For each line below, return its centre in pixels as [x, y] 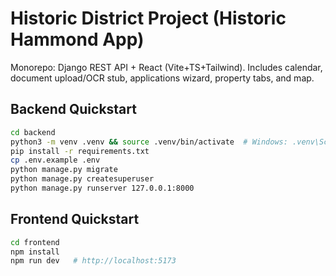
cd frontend [35, 242]
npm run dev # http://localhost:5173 [93, 261]
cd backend [33, 132]
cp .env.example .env [55, 160]
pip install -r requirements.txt [80, 151]
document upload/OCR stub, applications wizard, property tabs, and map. [162, 78]
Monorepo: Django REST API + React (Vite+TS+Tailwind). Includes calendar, [166, 67]
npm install [35, 252]
